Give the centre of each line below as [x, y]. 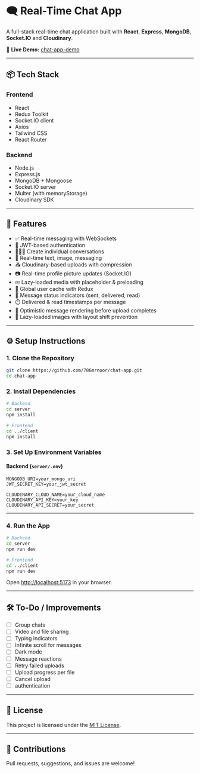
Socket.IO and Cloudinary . [40, 38]
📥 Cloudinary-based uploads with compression [73, 264]
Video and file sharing [42, 632]
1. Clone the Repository [40, 358]
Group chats [30, 625]
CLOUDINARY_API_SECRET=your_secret [50, 505]
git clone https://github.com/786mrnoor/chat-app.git [74, 370]
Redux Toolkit [32, 114]
